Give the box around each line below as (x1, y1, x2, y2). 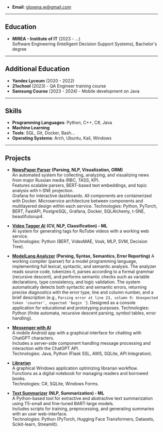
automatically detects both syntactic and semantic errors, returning (12, 284, 147, 290)
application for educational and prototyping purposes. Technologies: (12, 305, 149, 311)
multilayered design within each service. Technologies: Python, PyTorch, (12, 203, 158, 209)
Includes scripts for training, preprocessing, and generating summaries (12, 406, 154, 412)
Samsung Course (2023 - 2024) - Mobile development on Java (12, 88, 140, 94)
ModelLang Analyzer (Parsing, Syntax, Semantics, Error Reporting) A (12, 253, 154, 259)
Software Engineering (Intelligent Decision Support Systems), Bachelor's (12, 41, 157, 47)
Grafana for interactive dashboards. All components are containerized (12, 193, 152, 199)
